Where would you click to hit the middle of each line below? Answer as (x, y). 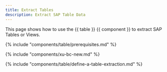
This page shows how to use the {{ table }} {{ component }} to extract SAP (84, 29)
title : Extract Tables (29, 10)
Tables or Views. (23, 34)
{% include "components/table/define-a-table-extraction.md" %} (74, 64)
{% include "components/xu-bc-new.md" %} (53, 54)
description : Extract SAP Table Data (45, 15)
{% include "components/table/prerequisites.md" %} (61, 44)
